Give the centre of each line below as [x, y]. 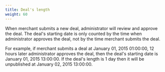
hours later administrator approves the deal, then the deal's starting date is [82, 54]
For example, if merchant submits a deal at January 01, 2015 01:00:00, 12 [80, 48]
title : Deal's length [28, 10]
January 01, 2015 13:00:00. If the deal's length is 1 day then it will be [75, 59]
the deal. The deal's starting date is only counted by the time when [74, 34]
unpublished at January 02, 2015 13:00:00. [49, 64]
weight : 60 [16, 14]
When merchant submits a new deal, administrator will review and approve [82, 28]
